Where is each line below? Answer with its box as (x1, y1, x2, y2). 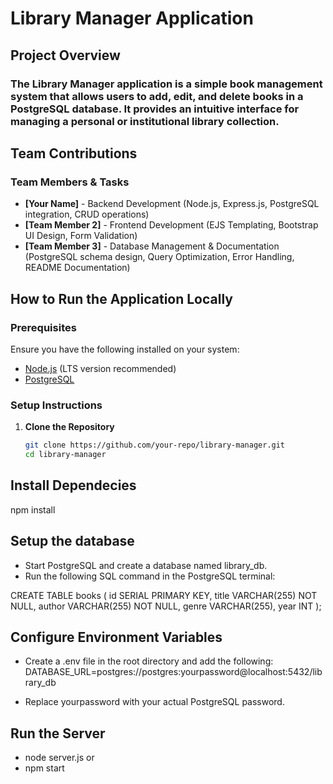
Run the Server (10, 725, 106, 742)
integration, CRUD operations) (24, 208, 150, 221)
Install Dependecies (10, 477, 137, 494)
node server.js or (24, 752, 95, 764)
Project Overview (10, 47, 121, 64)
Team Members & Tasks (10, 175, 130, 189)
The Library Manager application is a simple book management (10, 77, 323, 91)
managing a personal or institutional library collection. (10, 114, 280, 128)
